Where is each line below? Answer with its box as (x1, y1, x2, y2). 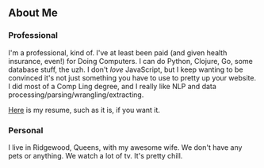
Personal (8, 125, 44, 136)
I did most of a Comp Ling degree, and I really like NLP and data (8, 81, 216, 91)
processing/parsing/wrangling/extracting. (8, 90, 144, 99)
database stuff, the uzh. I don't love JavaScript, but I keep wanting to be (8, 65, 243, 74)
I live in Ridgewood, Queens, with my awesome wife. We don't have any (8, 142, 243, 152)
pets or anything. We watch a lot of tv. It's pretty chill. (8, 151, 183, 160)
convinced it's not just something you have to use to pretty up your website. (8, 73, 256, 82)
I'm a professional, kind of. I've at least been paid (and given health (8, 47, 228, 58)
